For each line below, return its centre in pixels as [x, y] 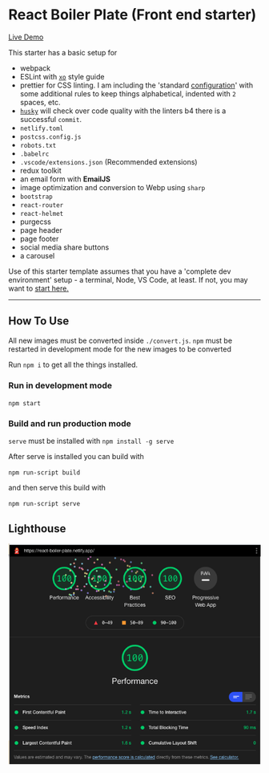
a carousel [37, 255]
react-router [42, 205]
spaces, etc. [40, 102]
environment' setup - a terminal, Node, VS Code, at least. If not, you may [128, 279]
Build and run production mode [70, 423]
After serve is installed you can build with [76, 457]
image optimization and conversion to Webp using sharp [112, 187]
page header [41, 230]
